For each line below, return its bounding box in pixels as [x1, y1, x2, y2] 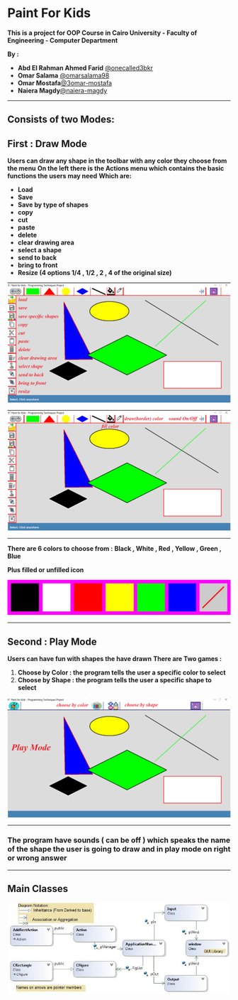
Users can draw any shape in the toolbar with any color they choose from [7, 156, 227, 165]
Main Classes [7, 883, 69, 895]
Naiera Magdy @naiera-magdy [17, 86, 108, 95]
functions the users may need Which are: [7, 172, 132, 181]
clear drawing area [17, 238, 74, 247]
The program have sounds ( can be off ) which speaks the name [7, 835, 231, 845]
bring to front [17, 261, 58, 269]
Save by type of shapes [17, 200, 89, 209]
